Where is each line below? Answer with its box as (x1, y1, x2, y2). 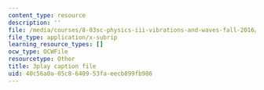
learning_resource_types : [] (8, 41, 104, 49)
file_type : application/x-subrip (8, 33, 118, 41)
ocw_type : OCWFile (8, 48, 68, 56)
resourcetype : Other (8, 56, 76, 63)
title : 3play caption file (8, 63, 97, 70)
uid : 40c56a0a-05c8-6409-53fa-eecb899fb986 (8, 70, 153, 77)
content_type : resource (8, 11, 86, 20)
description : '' (8, 19, 61, 27)
